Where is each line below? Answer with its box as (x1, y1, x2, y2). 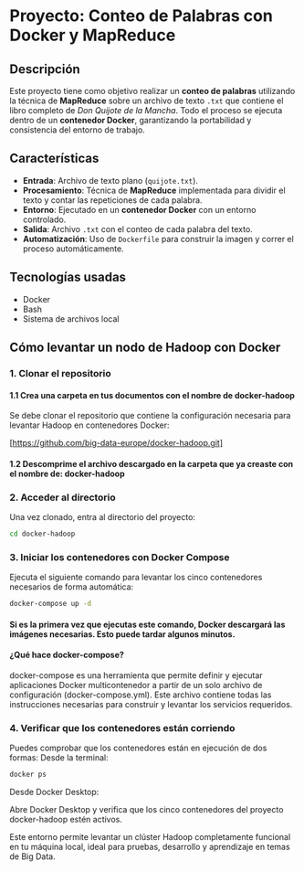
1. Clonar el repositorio (9, 366, 111, 379)
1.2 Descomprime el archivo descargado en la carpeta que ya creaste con (9, 458, 294, 469)
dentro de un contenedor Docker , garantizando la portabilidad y (9, 115, 252, 125)
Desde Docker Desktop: (9, 787, 100, 798)
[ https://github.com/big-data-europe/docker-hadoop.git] (9, 438, 224, 449)
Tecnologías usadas (9, 270, 126, 285)
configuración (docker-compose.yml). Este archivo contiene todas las (9, 689, 272, 700)
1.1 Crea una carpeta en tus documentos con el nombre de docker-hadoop (9, 389, 295, 400)
